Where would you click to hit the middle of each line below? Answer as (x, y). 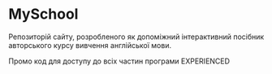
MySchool (43, 14)
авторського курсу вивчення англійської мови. (90, 45)
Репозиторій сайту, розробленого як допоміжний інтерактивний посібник (136, 37)
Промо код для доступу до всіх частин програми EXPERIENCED (119, 61)
